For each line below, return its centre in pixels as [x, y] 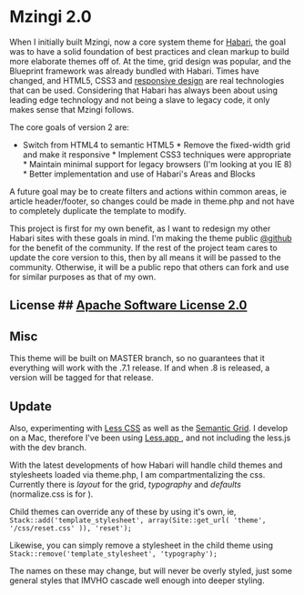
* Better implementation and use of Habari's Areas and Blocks [139, 174]
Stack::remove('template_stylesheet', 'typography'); [114, 554]
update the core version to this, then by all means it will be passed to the [146, 257]
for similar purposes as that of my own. [83, 277]
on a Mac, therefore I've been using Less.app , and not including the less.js [150, 438]
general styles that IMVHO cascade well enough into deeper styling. [137, 580]
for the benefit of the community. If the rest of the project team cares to [143, 247]
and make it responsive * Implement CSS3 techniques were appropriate [157, 154]
